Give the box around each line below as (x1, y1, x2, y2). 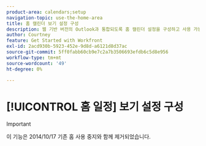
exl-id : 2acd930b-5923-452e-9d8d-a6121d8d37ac (6, 44, 128, 50)
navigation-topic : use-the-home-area (6, 15, 103, 21)
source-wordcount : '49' (6, 60, 67, 66)
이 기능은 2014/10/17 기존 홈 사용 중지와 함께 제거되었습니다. (6, 133, 151, 140)
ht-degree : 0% (6, 66, 43, 72)
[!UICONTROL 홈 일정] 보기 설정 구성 (6, 99, 184, 113)
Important (6, 120, 31, 128)
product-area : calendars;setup (6, 9, 86, 15)
